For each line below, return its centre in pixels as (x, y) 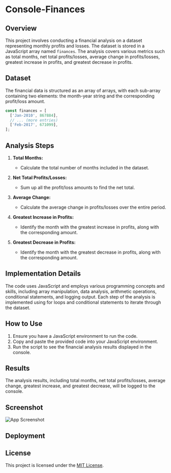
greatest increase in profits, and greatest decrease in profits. (69, 62)
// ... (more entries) (34, 120)
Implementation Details (43, 274)
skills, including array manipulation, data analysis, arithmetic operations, (81, 291)
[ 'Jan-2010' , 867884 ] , (34, 115)
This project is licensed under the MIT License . (55, 465)
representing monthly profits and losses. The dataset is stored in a (75, 46)
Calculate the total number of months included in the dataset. (85, 168)
